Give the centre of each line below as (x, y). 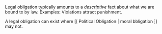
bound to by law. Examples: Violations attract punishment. (64, 12)
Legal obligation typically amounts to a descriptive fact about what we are (80, 7)
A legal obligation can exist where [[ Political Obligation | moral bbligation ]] (81, 21)
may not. (14, 26)
